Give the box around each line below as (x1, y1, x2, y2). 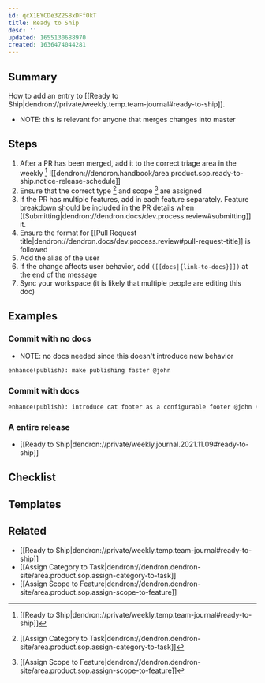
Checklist (8, 471, 57, 484)
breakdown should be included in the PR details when (19, 203, 195, 213)
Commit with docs (8, 385, 80, 396)
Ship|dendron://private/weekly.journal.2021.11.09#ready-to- (55, 439, 249, 450)
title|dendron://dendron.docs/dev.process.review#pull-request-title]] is (19, 237, 251, 246)
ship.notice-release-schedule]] (19, 177, 121, 186)
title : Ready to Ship (8, 19, 80, 27)
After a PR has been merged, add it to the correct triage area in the (19, 159, 237, 168)
